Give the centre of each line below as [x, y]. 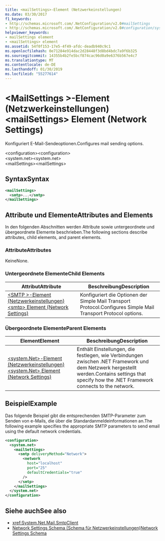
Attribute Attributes [28, 250]
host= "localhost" [45, 464]
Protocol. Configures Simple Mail [117, 307]
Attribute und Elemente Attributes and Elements [79, 215]
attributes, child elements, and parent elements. [53, 237]
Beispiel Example [31, 404]
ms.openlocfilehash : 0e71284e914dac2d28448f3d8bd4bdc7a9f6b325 [71, 51]
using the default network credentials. [43, 431]
